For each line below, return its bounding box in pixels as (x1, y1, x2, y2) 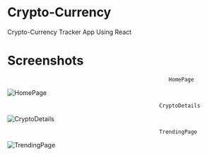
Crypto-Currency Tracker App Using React (7, 28, 132, 36)
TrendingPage (158, 128, 198, 135)
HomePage (168, 76, 194, 83)
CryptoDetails (158, 102, 201, 109)
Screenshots (7, 52, 84, 69)
